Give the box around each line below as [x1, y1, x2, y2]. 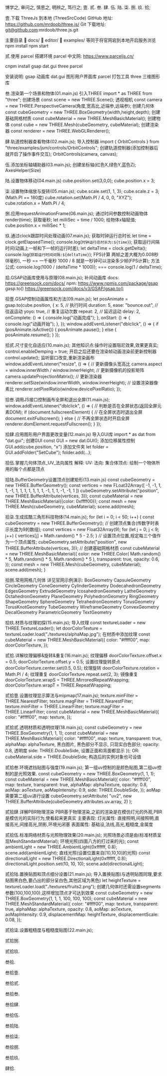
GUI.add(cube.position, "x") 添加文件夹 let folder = [5, 444, 109, 449]
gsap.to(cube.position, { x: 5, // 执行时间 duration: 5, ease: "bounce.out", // [5, 302, 159, 308]
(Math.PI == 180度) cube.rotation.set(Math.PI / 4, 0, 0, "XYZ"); [5, 195, 133, 200]
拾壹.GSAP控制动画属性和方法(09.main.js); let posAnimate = [5, 296, 128, 302]
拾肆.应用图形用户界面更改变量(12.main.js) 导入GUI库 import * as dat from [5, 431, 156, 437]
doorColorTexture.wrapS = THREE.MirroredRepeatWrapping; [5, 677, 130, 683]
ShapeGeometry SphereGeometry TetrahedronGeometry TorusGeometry [5, 599, 156, 605]
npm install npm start [5, 43, 49, 49]
